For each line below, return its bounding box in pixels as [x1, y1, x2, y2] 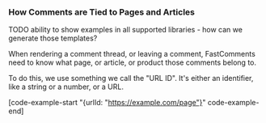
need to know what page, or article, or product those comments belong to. [8, 57, 257, 67]
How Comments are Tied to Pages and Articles [8, 6, 196, 18]
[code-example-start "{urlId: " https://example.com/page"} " [8, 98, 206, 108]
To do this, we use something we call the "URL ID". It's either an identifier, [8, 74, 254, 83]
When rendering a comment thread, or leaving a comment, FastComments [8, 49, 256, 59]
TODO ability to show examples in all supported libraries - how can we [8, 25, 243, 35]
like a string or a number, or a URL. [8, 82, 124, 91]
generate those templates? [8, 33, 98, 43]
